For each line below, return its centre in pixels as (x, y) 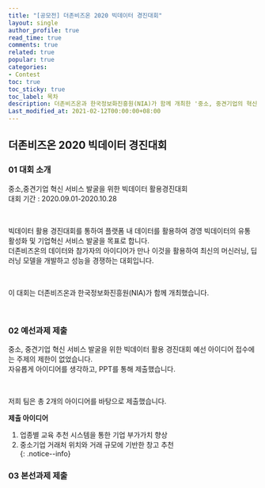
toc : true (25, 82)
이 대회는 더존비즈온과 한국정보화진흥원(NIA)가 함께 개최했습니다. (109, 292)
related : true (32, 52)
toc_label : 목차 (33, 97)
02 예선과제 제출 (38, 330)
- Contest (25, 74)
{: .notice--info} (45, 453)
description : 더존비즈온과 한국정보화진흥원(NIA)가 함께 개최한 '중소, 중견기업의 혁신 (133, 104)
